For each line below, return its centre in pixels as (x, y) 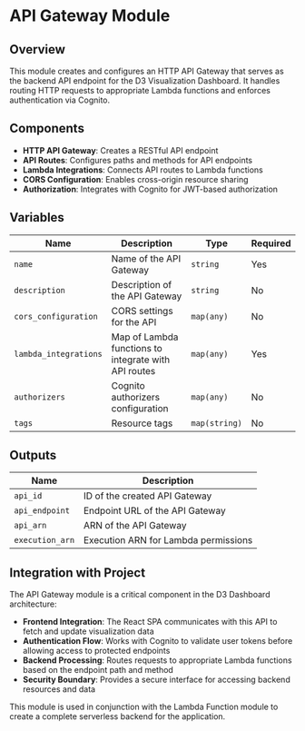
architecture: (33, 604)
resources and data (59, 689)
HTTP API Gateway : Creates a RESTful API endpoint (120, 150)
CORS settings (143, 311)
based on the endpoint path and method (98, 670)
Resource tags (142, 423)
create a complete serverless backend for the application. (118, 716)
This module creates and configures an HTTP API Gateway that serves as (147, 71)
